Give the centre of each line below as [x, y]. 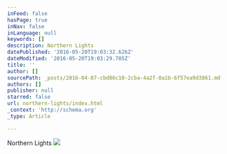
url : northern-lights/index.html [55, 104]
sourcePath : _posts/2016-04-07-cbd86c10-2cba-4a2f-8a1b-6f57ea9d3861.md [114, 78]
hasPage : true [28, 20]
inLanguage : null [32, 33]
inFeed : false [28, 13]
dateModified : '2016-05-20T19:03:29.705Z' [69, 59]
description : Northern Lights [51, 46]
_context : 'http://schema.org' [52, 110]
